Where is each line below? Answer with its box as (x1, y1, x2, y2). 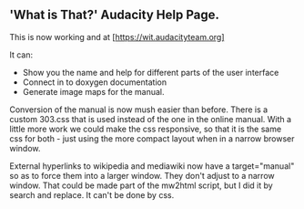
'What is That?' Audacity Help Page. (9, 7, 220, 23)
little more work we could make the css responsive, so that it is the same (9, 123, 282, 134)
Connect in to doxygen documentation (22, 77, 167, 88)
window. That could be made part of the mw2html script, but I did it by (9, 180, 273, 191)
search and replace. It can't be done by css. (9, 189, 175, 200)
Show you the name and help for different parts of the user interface (22, 67, 279, 78)
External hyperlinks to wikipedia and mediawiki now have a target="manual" (9, 160, 295, 172)
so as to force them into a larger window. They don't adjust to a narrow (9, 170, 275, 181)
